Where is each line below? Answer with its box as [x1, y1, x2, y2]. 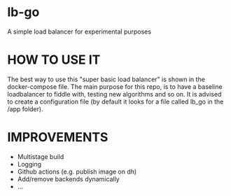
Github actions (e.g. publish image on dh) [17, 167, 137, 176]
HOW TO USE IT [7, 52, 101, 68]
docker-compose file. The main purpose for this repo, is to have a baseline [7, 82, 223, 91]
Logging [17, 160, 42, 168]
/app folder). [7, 104, 43, 113]
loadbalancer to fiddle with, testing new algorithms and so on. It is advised [7, 90, 222, 98]
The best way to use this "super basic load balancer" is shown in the [7, 75, 205, 83]
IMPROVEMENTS [7, 129, 108, 146]
